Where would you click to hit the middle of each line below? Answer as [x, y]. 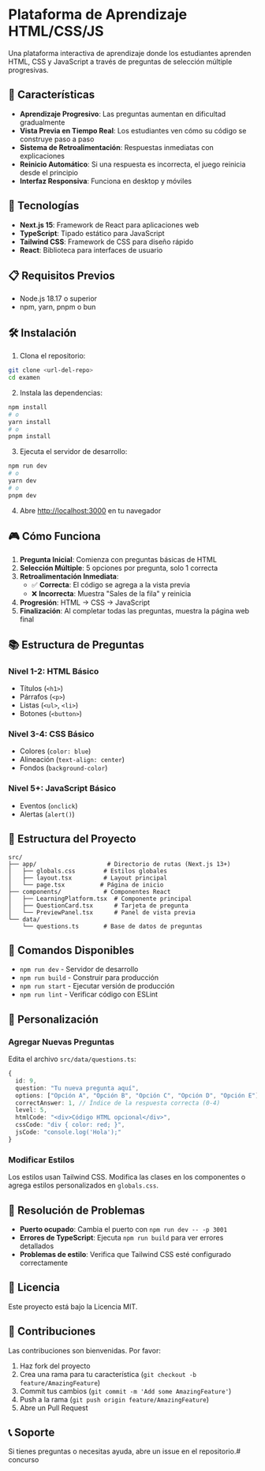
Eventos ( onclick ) [49, 805]
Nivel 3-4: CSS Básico [51, 734]
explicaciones [42, 156]
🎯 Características [52, 95]
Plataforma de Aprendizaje [98, 15]
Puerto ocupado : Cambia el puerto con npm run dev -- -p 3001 [123, 1229]
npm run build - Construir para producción [89, 978]
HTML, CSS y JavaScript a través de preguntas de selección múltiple [120, 62]
